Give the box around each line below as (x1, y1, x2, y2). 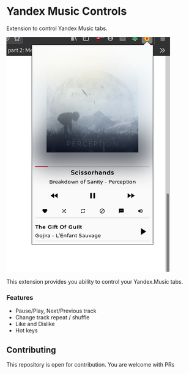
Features (6, 293, 34, 302)
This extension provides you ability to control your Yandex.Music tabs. (6, 278, 183, 285)
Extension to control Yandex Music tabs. (6, 25, 108, 32)
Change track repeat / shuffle (15, 314, 90, 321)
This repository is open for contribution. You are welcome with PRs (6, 361, 175, 368)
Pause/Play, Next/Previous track (15, 307, 97, 314)
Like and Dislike (15, 321, 55, 328)
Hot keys (15, 327, 38, 334)
